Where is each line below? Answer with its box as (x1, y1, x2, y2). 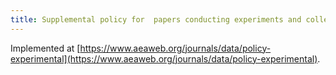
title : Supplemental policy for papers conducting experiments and (10, 14, 302, 25)
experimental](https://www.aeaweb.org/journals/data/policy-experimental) (10, 52, 318, 65)
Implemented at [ (10, 42, 81, 54)
